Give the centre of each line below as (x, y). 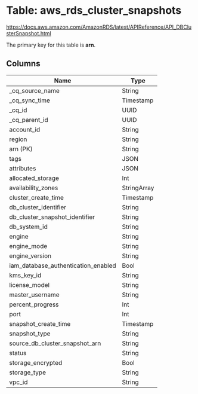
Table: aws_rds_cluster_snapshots (94, 10)
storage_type (28, 372)
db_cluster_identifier (38, 207)
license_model (29, 285)
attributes (23, 168)
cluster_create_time (37, 197)
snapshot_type (30, 334)
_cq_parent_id (29, 120)
